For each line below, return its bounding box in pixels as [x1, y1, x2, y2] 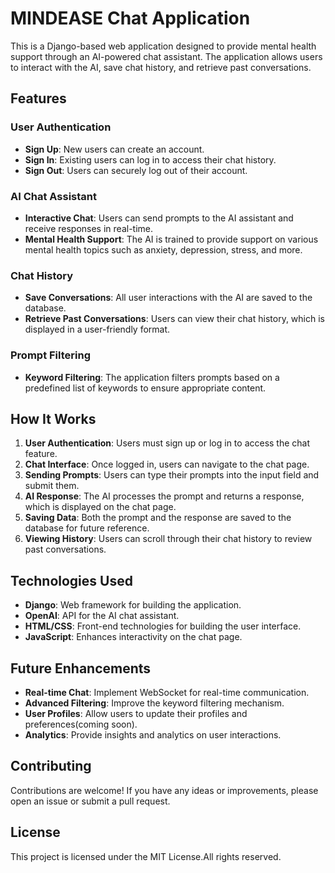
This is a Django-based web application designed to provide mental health [10, 40, 317, 52]
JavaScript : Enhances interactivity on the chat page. [24, 631, 243, 643]
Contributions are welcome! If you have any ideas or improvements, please [10, 784, 319, 796]
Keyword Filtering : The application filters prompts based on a [24, 371, 280, 383]
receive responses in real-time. [24, 222, 154, 234]
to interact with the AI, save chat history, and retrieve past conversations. [10, 61, 312, 73]
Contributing [10, 758, 92, 775]
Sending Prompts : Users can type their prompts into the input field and [24, 469, 320, 481]
